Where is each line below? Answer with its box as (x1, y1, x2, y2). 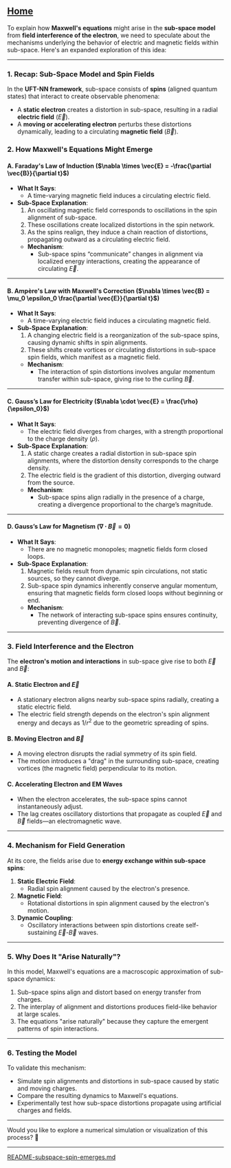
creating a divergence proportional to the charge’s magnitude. (37, 500, 213, 508)
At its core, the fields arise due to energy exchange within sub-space (7, 856, 206, 865)
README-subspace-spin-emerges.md (7, 1153, 116, 1161)
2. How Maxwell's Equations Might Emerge (7, 144, 153, 154)
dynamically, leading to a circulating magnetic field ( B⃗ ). (16, 127, 179, 136)
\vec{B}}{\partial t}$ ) (7, 168, 70, 177)
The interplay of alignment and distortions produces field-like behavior (16, 1003, 218, 1011)
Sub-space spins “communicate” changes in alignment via (37, 250, 203, 258)
